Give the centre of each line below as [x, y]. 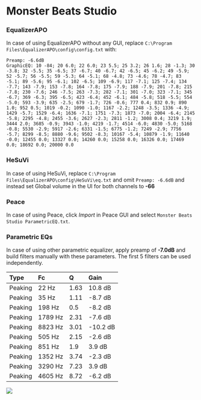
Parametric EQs [29, 237]
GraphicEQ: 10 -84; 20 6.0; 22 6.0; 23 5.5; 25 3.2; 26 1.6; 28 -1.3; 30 [101, 66]
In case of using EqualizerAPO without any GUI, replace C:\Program [89, 43]
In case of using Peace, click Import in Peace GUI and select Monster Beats [99, 215]
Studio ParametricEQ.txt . [38, 221]
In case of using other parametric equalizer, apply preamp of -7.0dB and [96, 250]
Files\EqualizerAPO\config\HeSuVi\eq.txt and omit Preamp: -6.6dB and [95, 180]
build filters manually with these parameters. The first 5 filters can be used [99, 256]
